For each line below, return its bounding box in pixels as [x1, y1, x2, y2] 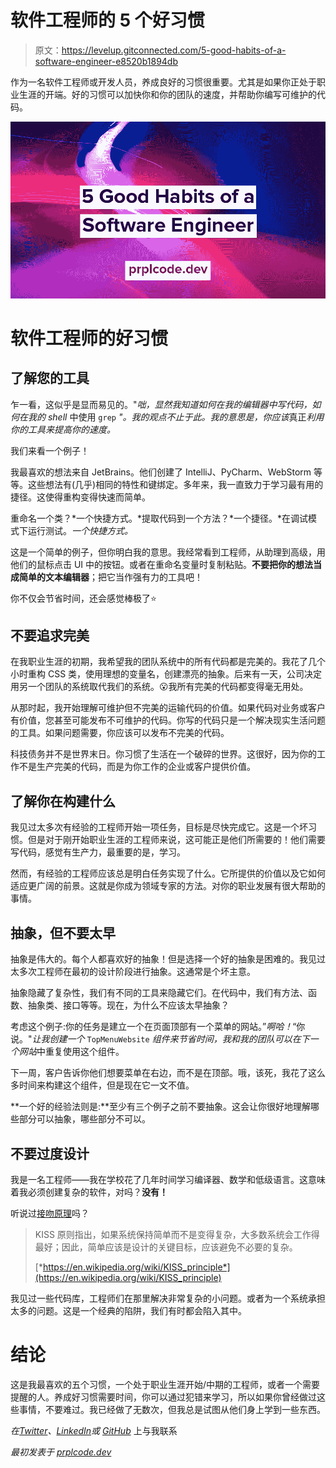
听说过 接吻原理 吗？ [10, 1207, 90, 1219]
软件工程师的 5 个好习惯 [10, 9, 205, 32]
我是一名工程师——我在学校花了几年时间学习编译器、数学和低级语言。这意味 [10, 1173, 326, 1185]
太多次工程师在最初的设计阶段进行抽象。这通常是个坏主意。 [10, 966, 256, 978]
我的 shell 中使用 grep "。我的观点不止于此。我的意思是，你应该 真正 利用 [27, 411, 325, 423]
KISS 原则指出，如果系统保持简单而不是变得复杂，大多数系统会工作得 [34, 1228, 320, 1240]
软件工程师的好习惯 [10, 327, 169, 350]
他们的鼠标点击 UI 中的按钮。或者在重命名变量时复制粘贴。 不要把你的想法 [10, 558, 314, 570]
